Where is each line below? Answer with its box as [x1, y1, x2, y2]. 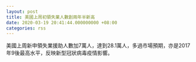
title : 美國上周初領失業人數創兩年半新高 [6, 14, 96, 20]
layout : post [6, 8, 38, 15]
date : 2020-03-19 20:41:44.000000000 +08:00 [6, 19, 117, 25]
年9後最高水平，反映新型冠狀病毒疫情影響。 [6, 50, 113, 57]
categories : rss [6, 25, 46, 31]
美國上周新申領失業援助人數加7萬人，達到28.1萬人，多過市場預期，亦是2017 [6, 42, 191, 49]
